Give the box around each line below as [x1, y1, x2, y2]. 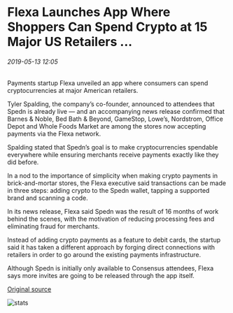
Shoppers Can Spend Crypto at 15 [7, 19, 208, 35]
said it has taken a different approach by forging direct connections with [7, 243, 216, 252]
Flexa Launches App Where [7, 4, 171, 20]
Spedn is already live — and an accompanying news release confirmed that [7, 108, 225, 116]
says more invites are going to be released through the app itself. [7, 272, 195, 280]
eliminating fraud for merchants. [7, 222, 100, 231]
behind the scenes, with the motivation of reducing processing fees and [7, 214, 215, 224]
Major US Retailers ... [7, 34, 133, 50]
